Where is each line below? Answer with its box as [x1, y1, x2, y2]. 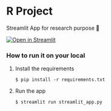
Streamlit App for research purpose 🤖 [6, 24, 100, 32]
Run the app [15, 87, 46, 95]
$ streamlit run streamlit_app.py [15, 99, 103, 106]
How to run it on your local [6, 51, 86, 59]
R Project [6, 4, 53, 18]
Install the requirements [15, 65, 75, 72]
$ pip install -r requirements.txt [15, 77, 106, 83]
